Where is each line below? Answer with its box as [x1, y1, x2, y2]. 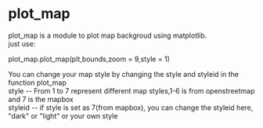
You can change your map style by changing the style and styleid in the [8, 69, 239, 79]
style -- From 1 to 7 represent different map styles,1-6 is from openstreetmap [8, 86, 255, 95]
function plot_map [8, 78, 67, 87]
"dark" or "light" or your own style [8, 111, 118, 120]
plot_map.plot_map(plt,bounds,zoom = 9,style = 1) [8, 54, 171, 64]
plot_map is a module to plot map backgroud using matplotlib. [8, 31, 207, 40]
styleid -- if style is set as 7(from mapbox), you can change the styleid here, [8, 103, 254, 112]
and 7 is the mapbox [8, 94, 74, 104]
